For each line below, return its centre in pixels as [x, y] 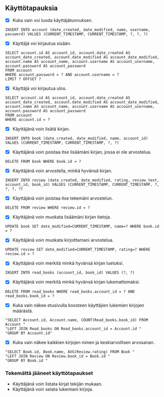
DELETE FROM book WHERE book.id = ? [43, 162]
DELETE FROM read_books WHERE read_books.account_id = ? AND [70, 292]
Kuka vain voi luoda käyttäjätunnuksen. [53, 20]
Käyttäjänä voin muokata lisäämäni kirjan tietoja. [62, 217]
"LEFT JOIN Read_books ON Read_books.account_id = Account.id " [73, 329]
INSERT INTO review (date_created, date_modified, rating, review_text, [82, 180]
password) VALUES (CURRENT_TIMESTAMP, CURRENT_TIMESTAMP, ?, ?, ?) [77, 34]
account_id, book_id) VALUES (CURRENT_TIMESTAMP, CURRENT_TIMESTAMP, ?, [82, 185]
